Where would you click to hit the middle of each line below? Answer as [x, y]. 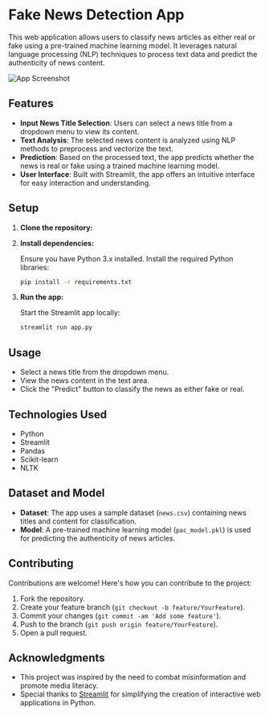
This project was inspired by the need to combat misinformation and [133, 677]
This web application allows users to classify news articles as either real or [132, 37]
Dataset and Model [57, 493]
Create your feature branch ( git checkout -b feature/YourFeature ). [132, 607]
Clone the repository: [56, 228]
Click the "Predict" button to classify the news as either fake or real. [132, 389]
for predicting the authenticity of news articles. [97, 538]
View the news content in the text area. [85, 380]
